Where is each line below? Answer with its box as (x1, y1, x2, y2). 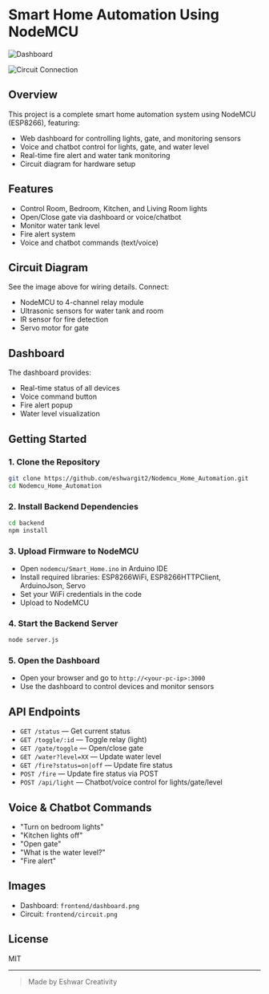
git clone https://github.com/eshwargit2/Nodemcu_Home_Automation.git (8, 474, 249, 482)
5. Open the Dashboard (8, 655, 100, 667)
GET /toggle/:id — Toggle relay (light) (19, 735, 147, 744)
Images (8, 879, 46, 893)
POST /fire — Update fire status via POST (19, 769, 159, 779)
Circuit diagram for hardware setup (19, 159, 136, 168)
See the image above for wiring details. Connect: (8, 282, 170, 292)
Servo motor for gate (19, 323, 90, 333)
